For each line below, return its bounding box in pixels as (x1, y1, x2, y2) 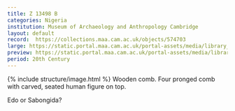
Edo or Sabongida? (7, 96, 62, 104)
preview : (7, 50, 33, 57)
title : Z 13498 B (7, 10, 58, 17)
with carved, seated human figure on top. (7, 82, 127, 91)
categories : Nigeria (7, 17, 68, 24)
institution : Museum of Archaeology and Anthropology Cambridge (7, 23, 199, 30)
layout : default (7, 29, 55, 37)
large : (7, 43, 27, 50)
